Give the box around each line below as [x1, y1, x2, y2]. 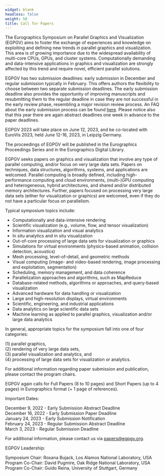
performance [5, 177, 32, 183]
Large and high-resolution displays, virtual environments [12, 296, 127, 302]
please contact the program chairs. [5, 371, 76, 377]
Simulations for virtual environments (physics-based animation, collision [12, 243, 159, 249]
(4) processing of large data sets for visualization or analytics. [5, 356, 131, 362]
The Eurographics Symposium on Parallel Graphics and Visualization [5, 34, 144, 40]
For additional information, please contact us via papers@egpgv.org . [5, 436, 144, 442]
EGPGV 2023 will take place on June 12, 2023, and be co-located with [5, 127, 148, 133]
